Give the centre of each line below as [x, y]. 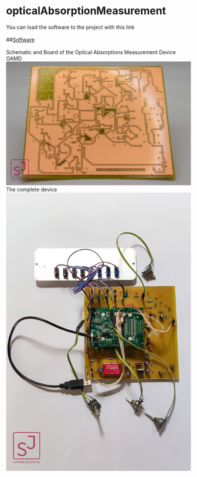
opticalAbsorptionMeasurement [86, 11]
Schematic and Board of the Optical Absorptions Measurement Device [91, 52]
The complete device [32, 189]
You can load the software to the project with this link [70, 27]
